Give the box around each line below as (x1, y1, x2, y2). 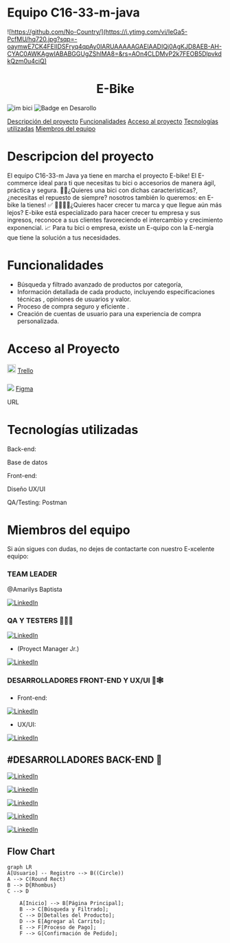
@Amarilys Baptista (7, 585, 63, 593)
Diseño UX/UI (7, 484, 46, 493)
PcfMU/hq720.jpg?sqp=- (7, 34, 78, 43)
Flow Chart (7, 845, 55, 857)
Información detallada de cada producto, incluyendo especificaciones (16, 287, 215, 296)
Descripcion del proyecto (7, 149, 154, 165)
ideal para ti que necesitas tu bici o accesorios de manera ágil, (38, 178, 216, 187)
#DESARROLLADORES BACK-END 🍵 (7, 754, 163, 765)
